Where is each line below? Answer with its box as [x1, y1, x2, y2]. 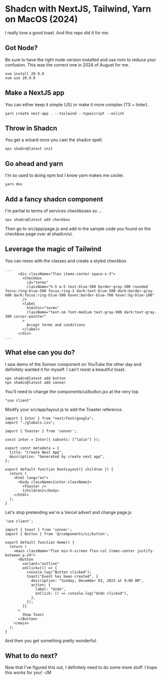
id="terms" [26, 280, 49, 285]
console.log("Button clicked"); [26, 569, 92, 575]
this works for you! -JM [5, 670, 52, 676]
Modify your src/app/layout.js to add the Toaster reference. [5, 406, 123, 412]
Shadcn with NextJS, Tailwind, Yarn [5, 3, 151, 15]
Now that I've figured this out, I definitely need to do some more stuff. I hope [5, 664, 157, 670]
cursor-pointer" [14, 314, 47, 319]
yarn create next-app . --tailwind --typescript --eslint [5, 111, 124, 116]
